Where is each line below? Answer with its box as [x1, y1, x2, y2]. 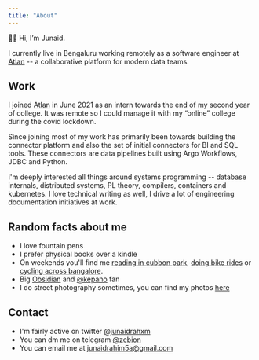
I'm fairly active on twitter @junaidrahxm [19, 327, 151, 336]
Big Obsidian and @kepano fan [19, 274, 120, 284]
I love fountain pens [19, 241, 84, 251]
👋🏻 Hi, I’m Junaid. [8, 33, 65, 42]
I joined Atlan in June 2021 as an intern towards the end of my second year [8, 100, 250, 110]
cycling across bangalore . [19, 266, 104, 276]
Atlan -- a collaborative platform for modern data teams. [8, 57, 190, 66]
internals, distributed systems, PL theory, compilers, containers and [8, 181, 227, 190]
